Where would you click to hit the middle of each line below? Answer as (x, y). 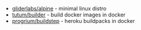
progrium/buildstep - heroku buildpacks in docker (73, 21)
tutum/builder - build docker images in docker (69, 15)
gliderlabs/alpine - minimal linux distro (59, 9)
